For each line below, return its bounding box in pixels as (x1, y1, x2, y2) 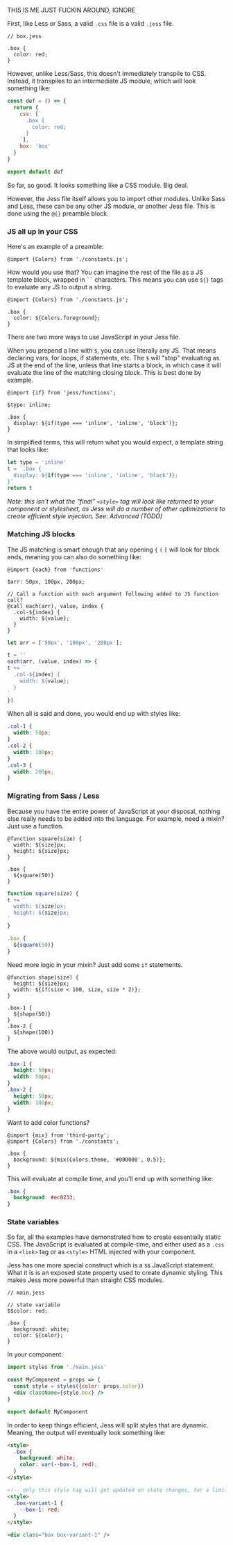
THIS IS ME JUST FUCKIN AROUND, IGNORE (7, 6, 136, 14)
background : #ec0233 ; (13, 1194, 76, 1201)
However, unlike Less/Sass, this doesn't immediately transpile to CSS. (7, 70, 207, 77)
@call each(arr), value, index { (7, 602, 104, 609)
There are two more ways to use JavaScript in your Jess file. (7, 333, 180, 341)
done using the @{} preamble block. (7, 209, 109, 218)
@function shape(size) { (7, 974, 79, 981)
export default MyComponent (7, 1408, 89, 1415)
